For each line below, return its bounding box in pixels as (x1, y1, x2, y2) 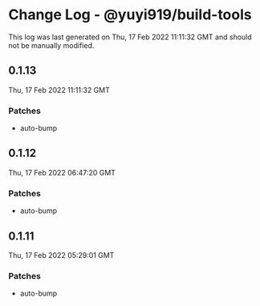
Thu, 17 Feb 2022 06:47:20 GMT (8, 167, 116, 177)
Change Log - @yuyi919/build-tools (8, 6, 252, 24)
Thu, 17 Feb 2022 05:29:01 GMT (8, 250, 115, 260)
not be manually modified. (8, 40, 95, 50)
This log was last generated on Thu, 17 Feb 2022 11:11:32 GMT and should (8, 32, 253, 42)
